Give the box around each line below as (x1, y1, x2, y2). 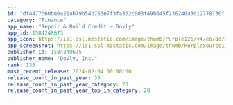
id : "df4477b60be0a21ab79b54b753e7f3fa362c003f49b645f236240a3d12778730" (7, 10, 225, 17)
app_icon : (7, 36, 36, 43)
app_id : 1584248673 (7, 29, 64, 37)
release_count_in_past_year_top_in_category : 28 (7, 87, 150, 94)
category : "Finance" (7, 17, 67, 23)
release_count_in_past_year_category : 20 (7, 81, 129, 88)
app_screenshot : (7, 42, 54, 49)
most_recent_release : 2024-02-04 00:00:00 (7, 68, 132, 75)
